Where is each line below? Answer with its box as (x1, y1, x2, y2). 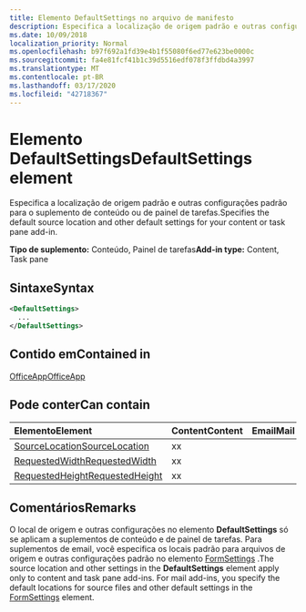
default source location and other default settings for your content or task (9, 217, 286, 228)
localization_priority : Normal (9, 38, 128, 48)
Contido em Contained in (9, 347, 151, 362)
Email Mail (251, 424, 295, 437)
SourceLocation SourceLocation (14, 439, 150, 452)
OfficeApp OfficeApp (9, 371, 86, 382)
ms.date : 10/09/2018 (9, 30, 88, 39)
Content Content (171, 424, 243, 437)
